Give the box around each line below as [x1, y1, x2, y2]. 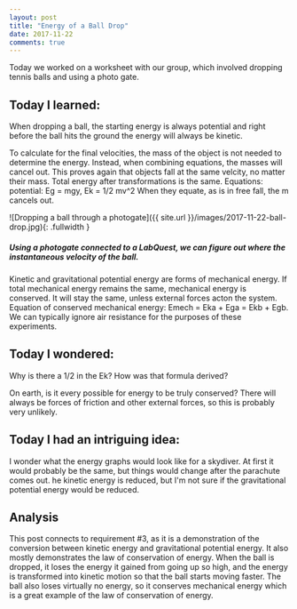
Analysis [9, 510, 59, 525]
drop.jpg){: [9, 221, 49, 232]
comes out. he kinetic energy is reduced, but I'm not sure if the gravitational [9, 475, 286, 485]
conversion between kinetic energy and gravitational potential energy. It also [9, 543, 289, 554]
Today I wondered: [9, 347, 114, 362]
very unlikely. [9, 406, 58, 417]
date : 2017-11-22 [9, 29, 74, 38]
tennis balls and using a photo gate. [9, 72, 139, 83]
